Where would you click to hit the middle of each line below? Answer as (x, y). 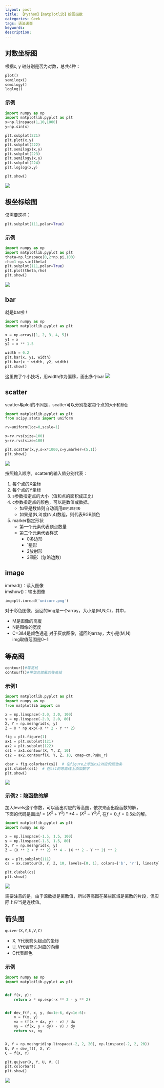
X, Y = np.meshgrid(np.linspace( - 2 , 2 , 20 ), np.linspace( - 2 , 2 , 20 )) (77, 1044)
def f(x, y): (18, 995)
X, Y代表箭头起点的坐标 (36, 940)
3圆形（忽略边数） (45, 557)
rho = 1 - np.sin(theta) (26, 262)
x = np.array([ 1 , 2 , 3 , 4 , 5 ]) (37, 335)
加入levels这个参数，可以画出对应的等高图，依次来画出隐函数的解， (73, 807)
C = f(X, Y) (17, 1053)
